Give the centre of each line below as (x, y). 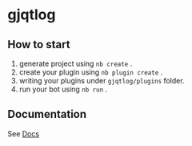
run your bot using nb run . (63, 89)
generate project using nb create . (76, 63)
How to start (39, 45)
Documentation (47, 114)
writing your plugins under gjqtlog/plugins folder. (102, 81)
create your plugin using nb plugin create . (91, 72)
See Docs (24, 133)
